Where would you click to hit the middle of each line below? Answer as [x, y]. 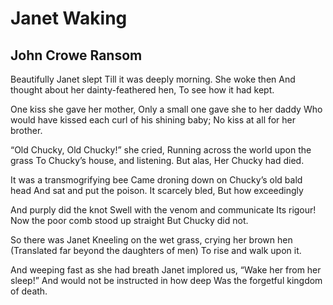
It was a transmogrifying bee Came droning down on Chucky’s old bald [156, 180]
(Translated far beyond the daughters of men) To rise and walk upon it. [156, 250]
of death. [29, 291]
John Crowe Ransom [76, 55]
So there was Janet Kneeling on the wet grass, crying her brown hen [151, 240]
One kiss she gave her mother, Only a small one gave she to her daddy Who [166, 109]
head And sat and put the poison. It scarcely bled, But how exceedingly [157, 190]
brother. [26, 130]
